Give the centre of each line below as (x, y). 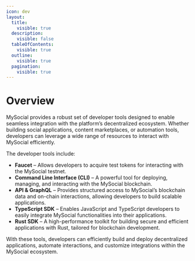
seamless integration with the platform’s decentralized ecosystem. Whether (98, 124)
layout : (16, 17)
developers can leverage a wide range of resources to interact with (87, 136)
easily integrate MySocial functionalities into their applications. (90, 215)
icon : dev (18, 11)
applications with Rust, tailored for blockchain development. (87, 228)
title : (19, 22)
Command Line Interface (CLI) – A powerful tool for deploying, (91, 178)
